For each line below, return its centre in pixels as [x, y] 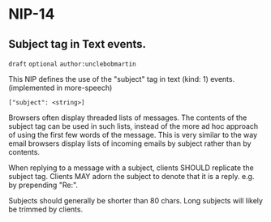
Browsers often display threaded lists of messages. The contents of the [128, 117]
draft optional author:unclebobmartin [72, 64]
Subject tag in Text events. [77, 44]
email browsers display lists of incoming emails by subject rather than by [130, 143]
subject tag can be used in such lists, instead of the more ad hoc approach [133, 126]
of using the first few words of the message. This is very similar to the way [133, 135]
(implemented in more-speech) [60, 88]
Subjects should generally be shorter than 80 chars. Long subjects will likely [136, 201]
